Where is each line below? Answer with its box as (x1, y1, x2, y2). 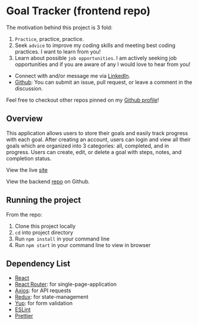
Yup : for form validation (14, 299, 73, 307)
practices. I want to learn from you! (14, 48, 101, 55)
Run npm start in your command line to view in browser (14, 241, 151, 248)
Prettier (14, 312, 33, 320)
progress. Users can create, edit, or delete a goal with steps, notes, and (6, 148, 182, 155)
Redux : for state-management (14, 293, 89, 301)
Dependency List (6, 258, 70, 268)
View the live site (6, 166, 48, 173)
